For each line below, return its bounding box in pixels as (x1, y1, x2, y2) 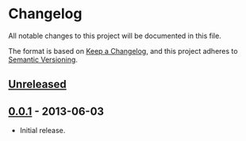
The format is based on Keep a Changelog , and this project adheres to (8, 46, 238, 55)
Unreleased (8, 78, 67, 91)
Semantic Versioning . (8, 55, 78, 64)
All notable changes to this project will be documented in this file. (8, 31, 222, 40)
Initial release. (19, 126, 66, 135)
